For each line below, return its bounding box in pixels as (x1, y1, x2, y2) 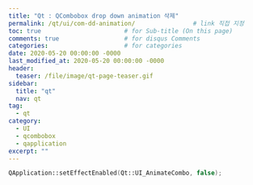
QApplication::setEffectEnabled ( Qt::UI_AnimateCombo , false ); (8, 169, 222, 178)
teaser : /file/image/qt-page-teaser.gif (15, 72, 154, 80)
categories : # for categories (8, 42, 183, 50)
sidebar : (8, 79, 38, 87)
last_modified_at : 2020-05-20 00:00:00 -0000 (8, 57, 164, 65)
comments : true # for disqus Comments (8, 34, 200, 43)
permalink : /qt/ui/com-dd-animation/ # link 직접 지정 (8, 19, 245, 27)
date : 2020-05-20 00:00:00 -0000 (8, 49, 121, 57)
